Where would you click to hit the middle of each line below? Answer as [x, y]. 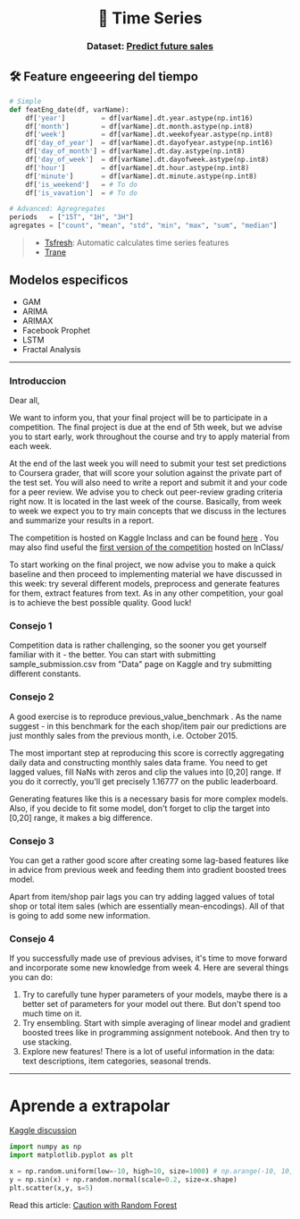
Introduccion [38, 381]
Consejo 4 [32, 938]
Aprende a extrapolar [90, 1106]
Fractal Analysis [51, 349]
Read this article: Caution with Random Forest [93, 1205]
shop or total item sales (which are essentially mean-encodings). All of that [147, 906]
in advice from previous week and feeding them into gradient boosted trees [148, 870]
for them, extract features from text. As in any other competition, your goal [146, 593]
